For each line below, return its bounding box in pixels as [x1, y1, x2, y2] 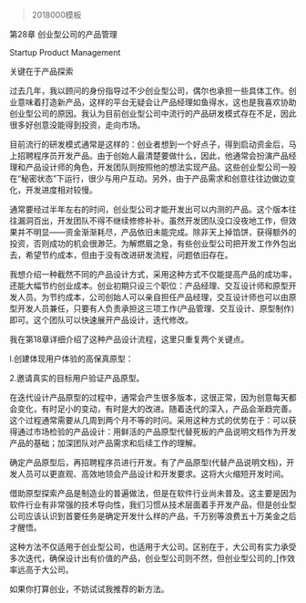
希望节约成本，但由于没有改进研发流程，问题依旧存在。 [25, 250, 233, 261]
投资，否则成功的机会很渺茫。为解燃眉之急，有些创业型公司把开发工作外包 [9, 238, 289, 249]
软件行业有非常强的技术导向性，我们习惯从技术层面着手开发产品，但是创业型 [9, 499, 297, 510]
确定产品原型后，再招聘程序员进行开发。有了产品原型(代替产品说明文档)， [9, 457, 287, 468]
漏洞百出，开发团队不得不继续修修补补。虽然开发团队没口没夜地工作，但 [16, 215, 289, 226]
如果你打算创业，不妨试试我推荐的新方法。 [9, 584, 169, 595]
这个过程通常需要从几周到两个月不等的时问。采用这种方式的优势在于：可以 [9, 415, 289, 426]
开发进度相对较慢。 [25, 184, 97, 195]
